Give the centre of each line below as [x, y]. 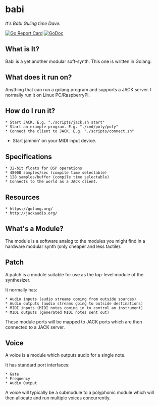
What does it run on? [39, 77]
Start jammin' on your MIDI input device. [55, 141]
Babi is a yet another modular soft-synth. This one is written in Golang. [78, 61]
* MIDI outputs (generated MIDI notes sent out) [57, 312]
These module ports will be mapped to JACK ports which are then [74, 322]
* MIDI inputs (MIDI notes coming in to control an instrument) [74, 308]
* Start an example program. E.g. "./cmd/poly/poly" [62, 127]
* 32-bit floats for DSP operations [44, 168]
